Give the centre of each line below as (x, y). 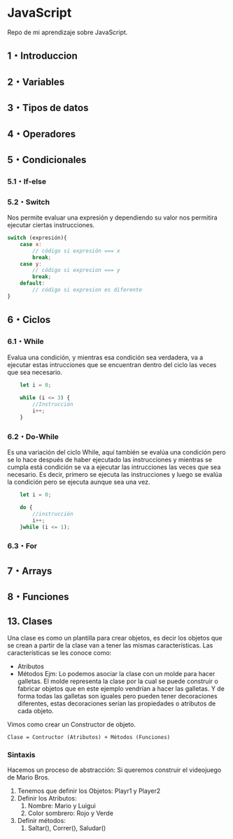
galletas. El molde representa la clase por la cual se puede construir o (118, 681)
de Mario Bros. (29, 777)
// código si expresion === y (76, 271)
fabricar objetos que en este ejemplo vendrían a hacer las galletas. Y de (121, 688)
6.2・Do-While (33, 436)
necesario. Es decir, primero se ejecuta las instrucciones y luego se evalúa (115, 475)
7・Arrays (30, 571)
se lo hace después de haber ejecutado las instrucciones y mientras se (110, 460)
